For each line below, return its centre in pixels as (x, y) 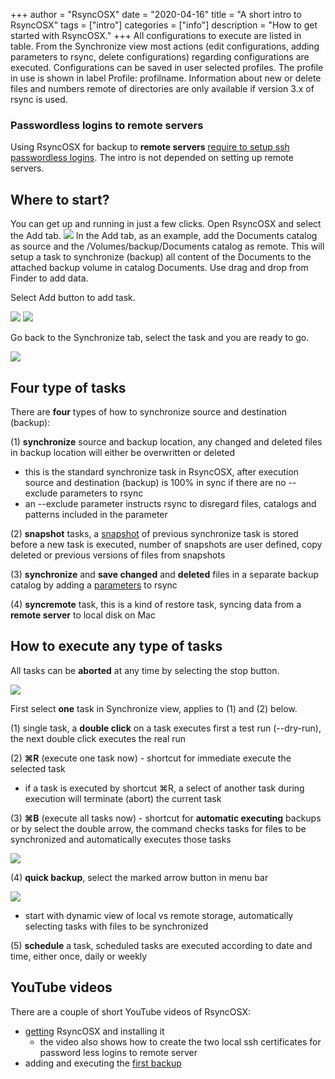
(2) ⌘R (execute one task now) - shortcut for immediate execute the (151, 758)
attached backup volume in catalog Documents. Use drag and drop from (159, 268)
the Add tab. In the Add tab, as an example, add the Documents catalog (164, 236)
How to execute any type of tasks (116, 646)
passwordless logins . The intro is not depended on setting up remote (152, 158)
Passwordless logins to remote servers (107, 125)
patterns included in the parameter (96, 514)
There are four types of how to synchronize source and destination (148, 411)
